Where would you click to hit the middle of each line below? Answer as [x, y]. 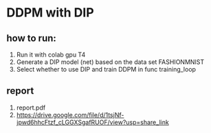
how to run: [31, 38]
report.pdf [31, 108]
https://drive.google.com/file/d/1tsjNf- [70, 114]
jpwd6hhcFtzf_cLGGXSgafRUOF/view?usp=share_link [92, 122]
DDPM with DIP [50, 13]
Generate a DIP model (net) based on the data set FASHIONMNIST [110, 62]
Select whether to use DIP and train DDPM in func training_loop [106, 69]
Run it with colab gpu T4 [51, 54]
